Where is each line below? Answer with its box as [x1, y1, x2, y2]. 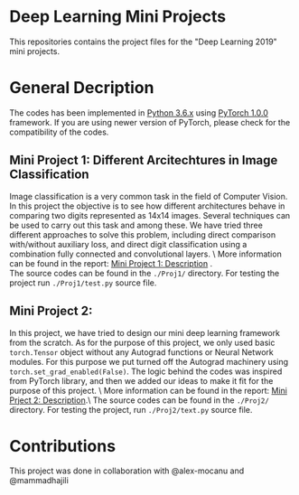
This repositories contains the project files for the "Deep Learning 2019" [9, 36, 277, 47]
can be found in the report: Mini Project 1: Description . [9, 257, 213, 268]
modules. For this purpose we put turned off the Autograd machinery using [9, 356, 289, 367]
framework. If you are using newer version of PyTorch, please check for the [9, 117, 291, 127]
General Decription [9, 78, 154, 98]
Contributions [9, 435, 116, 456]
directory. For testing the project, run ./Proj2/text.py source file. [9, 404, 253, 415]
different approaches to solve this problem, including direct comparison [9, 229, 276, 240]
